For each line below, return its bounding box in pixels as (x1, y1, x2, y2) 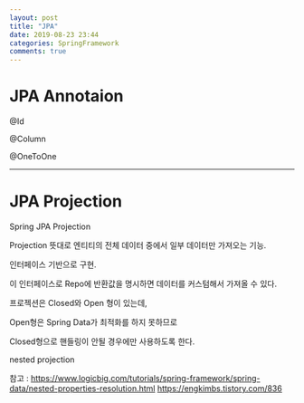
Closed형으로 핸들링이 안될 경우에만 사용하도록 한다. (9, 336, 195, 347)
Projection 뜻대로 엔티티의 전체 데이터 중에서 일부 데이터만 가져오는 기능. (9, 240, 267, 250)
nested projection (9, 354, 75, 365)
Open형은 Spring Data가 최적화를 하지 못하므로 (9, 317, 178, 327)
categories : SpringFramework (9, 38, 119, 48)
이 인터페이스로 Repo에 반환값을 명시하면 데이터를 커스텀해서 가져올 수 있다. (9, 278, 278, 289)
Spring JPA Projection (9, 221, 91, 232)
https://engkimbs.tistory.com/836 (157, 383, 282, 394)
